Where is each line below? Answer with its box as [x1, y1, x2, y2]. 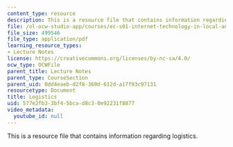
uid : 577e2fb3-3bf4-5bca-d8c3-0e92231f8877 [7, 100, 135, 107]
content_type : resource [7, 10, 76, 17]
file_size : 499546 [7, 29, 60, 37]
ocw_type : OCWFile [7, 61, 60, 68]
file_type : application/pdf [7, 36, 89, 43]
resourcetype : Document [7, 87, 76, 94]
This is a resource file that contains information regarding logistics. [7, 132, 198, 140]
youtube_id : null [13, 112, 64, 119]
